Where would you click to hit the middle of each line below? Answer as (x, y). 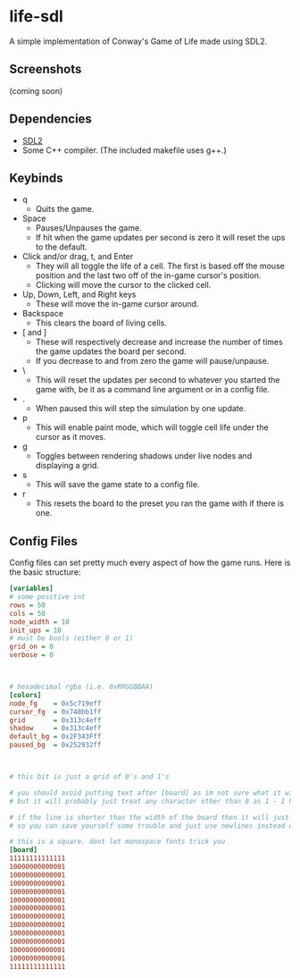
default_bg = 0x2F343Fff (55, 737)
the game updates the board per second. (111, 351)
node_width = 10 (39, 622)
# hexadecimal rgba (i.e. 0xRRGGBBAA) (81, 687)
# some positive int (48, 597)
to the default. (61, 247)
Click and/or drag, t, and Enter (78, 257)
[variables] (31, 589)
